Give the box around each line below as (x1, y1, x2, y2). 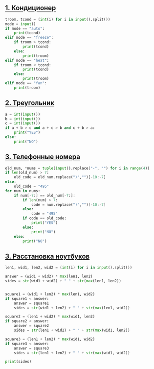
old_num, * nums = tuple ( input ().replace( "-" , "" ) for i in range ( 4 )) (5, 166, 150, 171)
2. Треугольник (5, 99, 55, 107)
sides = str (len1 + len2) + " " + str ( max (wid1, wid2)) (14, 350, 131, 355)
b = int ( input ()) (5, 116, 41, 122)
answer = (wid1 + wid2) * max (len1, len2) (5, 274, 93, 279)
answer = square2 (14, 323, 49, 328)
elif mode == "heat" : (5, 58, 49, 63)
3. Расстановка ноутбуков (5, 252, 90, 260)
